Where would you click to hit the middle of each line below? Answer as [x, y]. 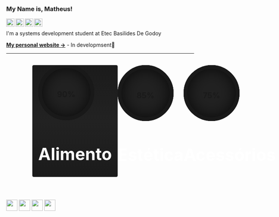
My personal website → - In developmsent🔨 [61, 45]
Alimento [75, 154]
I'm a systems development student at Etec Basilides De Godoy [84, 33]
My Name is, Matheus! [39, 9]
